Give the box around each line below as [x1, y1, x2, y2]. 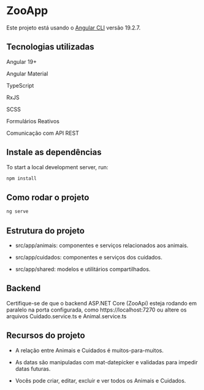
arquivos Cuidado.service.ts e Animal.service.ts [6, 312, 127, 319]
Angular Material [6, 70, 48, 77]
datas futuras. [15, 365, 51, 372]
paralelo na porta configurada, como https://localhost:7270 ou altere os [6, 306, 187, 313]
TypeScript [6, 82, 34, 89]
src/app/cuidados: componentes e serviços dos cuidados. [15, 253, 162, 261]
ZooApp [6, 4, 48, 18]
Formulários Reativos [6, 117, 60, 124]
